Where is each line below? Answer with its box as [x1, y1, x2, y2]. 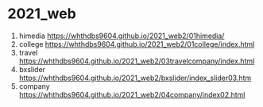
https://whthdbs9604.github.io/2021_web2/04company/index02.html [18, 90, 246, 99]
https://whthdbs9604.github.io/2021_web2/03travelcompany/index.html [18, 56, 255, 66]
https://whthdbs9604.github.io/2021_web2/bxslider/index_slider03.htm [18, 73, 252, 82]
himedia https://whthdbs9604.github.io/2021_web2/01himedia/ [18, 31, 225, 40]
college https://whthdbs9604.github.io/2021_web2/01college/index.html [18, 39, 255, 48]
